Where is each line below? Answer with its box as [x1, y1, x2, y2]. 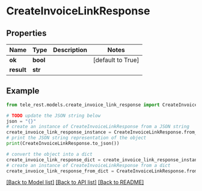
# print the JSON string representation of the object [6, 135, 147, 141]
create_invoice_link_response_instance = [6, 129, 112, 135]
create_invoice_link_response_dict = [6, 157, 101, 163]
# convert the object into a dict [6, 151, 93, 157]
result [9, 66, 27, 74]
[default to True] [93, 56, 139, 64]
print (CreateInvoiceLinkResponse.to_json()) [6, 141, 120, 147]
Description [53, 46, 87, 54]
